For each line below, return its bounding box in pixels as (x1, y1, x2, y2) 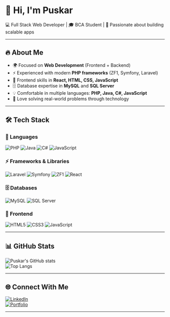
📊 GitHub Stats (5, 242, 55, 250)
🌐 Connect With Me (5, 283, 69, 291)
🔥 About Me (5, 48, 44, 57)
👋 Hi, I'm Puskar (5, 5, 73, 16)
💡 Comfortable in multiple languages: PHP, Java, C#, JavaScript (12, 90, 147, 96)
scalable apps (5, 29, 34, 35)
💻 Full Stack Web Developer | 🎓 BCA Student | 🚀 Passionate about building (5, 21, 164, 27)
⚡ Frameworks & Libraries (5, 158, 70, 165)
